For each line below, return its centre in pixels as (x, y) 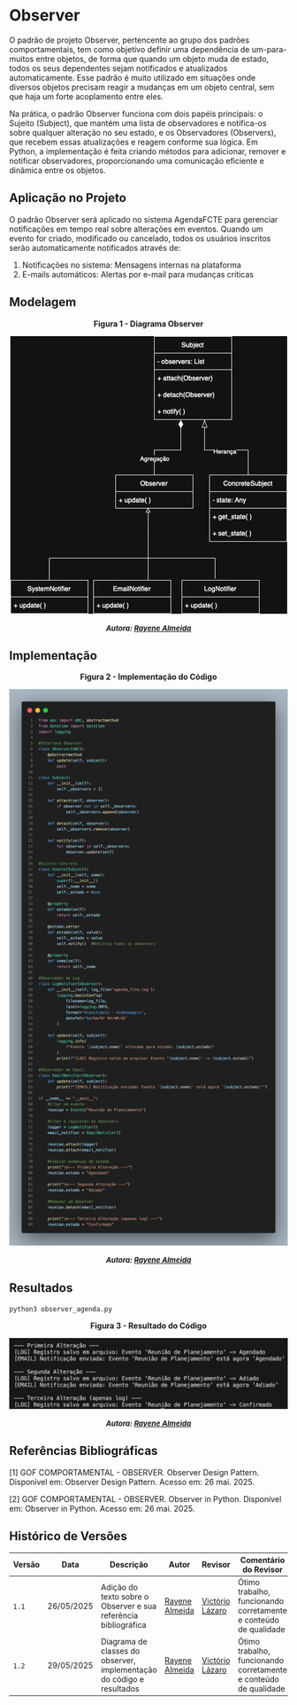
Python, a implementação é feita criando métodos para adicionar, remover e (148, 151)
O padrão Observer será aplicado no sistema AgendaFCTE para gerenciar (144, 219)
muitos (22, 59)
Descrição (129, 1565)
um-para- (269, 49)
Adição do (119, 1587)
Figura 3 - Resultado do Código (148, 1326)
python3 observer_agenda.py (61, 1310)
